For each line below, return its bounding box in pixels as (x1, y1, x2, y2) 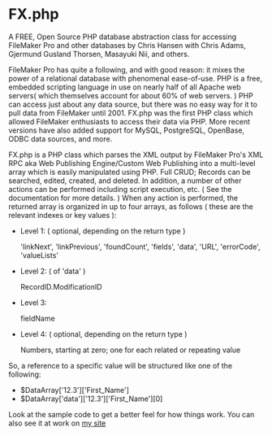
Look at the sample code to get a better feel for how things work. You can (8, 409, 255, 419)
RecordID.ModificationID (19, 281, 103, 291)
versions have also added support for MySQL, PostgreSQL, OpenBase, (8, 125, 245, 135)
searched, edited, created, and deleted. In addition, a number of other (8, 176, 242, 185)
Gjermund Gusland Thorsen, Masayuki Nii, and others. (8, 49, 190, 59)
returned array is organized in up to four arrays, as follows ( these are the (8, 201, 253, 211)
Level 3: (19, 298, 47, 307)
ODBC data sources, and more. (8, 133, 113, 143)
